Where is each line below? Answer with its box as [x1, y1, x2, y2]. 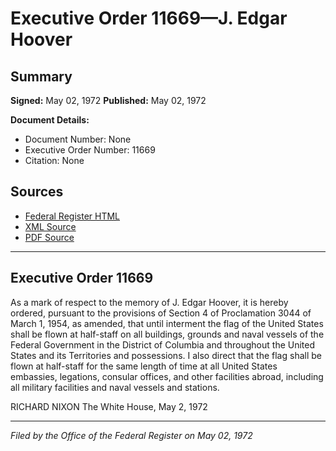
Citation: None [24, 155, 85, 166]
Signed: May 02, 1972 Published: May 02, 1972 [10, 95, 207, 106]
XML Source [24, 220, 77, 232]
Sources [10, 183, 64, 201]
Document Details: [10, 114, 90, 126]
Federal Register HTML [24, 210, 121, 222]
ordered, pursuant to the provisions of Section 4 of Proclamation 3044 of [10, 307, 312, 319]
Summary [10, 68, 73, 85]
